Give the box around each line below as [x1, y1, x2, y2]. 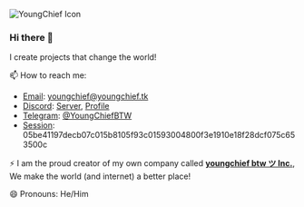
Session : [22, 120, 55, 131]
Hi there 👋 [9, 31, 54, 44]
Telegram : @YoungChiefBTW [22, 110, 132, 122]
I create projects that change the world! [9, 52, 157, 63]
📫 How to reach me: [9, 70, 87, 81]
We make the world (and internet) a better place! [9, 171, 191, 182]
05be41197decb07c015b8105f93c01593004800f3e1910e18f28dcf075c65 [22, 130, 296, 141]
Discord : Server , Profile [22, 101, 110, 112]
